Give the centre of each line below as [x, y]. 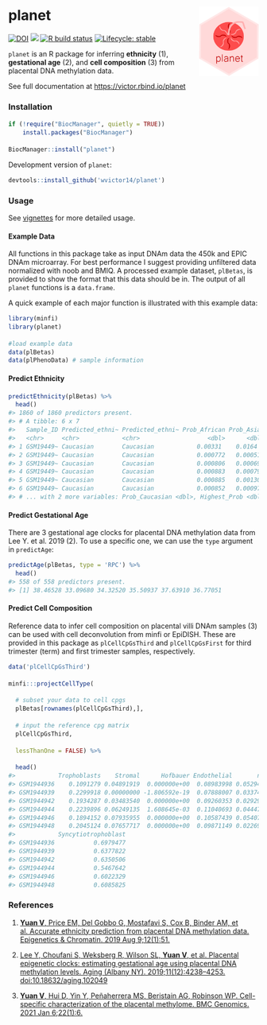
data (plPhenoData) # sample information [76, 360]
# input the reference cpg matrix [72, 725]
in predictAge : [31, 549]
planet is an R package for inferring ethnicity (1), [88, 53]
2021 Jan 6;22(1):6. [51, 1012]
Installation [31, 107]
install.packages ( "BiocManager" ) [78, 133]
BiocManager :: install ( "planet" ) [62, 149]
